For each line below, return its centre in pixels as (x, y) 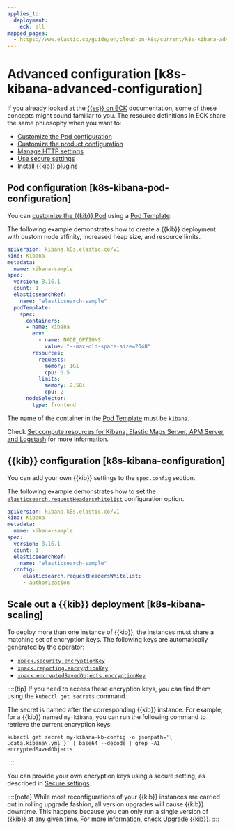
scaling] (25, 615)
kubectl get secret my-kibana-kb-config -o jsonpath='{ (90, 737)
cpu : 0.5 (57, 372)
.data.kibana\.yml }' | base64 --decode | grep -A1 (84, 743)
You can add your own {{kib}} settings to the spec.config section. (101, 477)
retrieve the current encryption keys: (60, 724)
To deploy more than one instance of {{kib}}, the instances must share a (111, 632)
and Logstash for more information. (58, 439)
